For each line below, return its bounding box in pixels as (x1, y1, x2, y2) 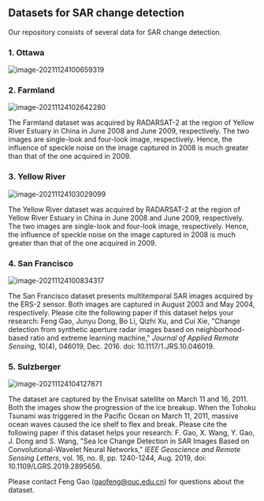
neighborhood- (195, 325, 246, 334)
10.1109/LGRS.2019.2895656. (8, 461, 102, 471)
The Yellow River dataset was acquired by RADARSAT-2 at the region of (8, 205, 240, 214)
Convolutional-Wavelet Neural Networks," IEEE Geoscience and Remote (8, 445, 241, 454)
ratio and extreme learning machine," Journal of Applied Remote (30, 333, 239, 342)
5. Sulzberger (8, 361, 61, 372)
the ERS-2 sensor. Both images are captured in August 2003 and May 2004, (8, 299, 255, 309)
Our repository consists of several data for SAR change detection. (8, 27, 222, 36)
